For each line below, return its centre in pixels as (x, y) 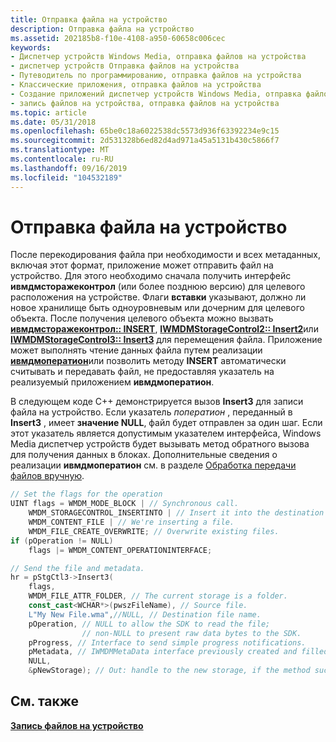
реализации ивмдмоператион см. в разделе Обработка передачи (153, 465)
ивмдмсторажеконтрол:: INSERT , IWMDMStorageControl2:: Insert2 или (164, 329)
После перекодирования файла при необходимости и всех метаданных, (165, 255)
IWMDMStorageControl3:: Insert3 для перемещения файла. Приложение (166, 340)
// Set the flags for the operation (86, 494)
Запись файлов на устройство (77, 725)
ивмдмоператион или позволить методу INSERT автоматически (148, 361)
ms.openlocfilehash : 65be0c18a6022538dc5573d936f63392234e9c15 (145, 131)
